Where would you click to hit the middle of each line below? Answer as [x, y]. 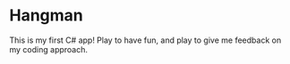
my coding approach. [48, 49]
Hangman [46, 16]
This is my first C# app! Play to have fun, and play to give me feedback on [145, 40]
